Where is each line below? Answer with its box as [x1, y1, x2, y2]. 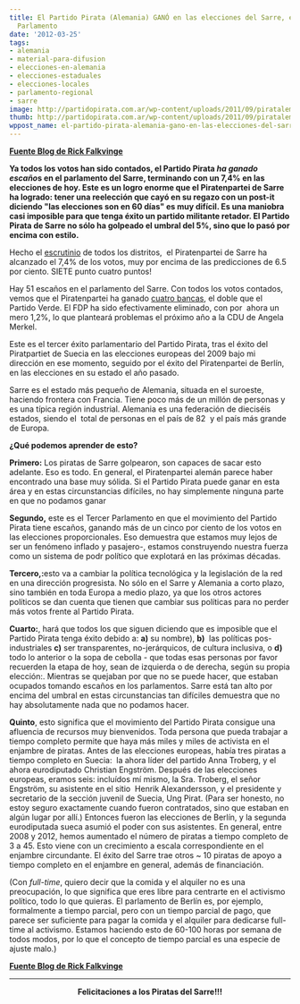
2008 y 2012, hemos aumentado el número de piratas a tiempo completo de [9, 831, 288, 841]
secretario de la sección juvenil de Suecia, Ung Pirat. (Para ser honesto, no [9, 793, 285, 804]
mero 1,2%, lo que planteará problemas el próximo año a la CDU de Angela [9, 312, 284, 322]
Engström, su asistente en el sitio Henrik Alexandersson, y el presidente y [9, 784, 282, 794]
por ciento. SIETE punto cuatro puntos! [9, 266, 152, 277]
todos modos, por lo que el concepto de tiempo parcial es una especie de [9, 934, 281, 944]
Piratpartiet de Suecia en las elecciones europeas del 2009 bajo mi [9, 348, 256, 359]
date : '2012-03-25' [9, 30, 82, 38]
